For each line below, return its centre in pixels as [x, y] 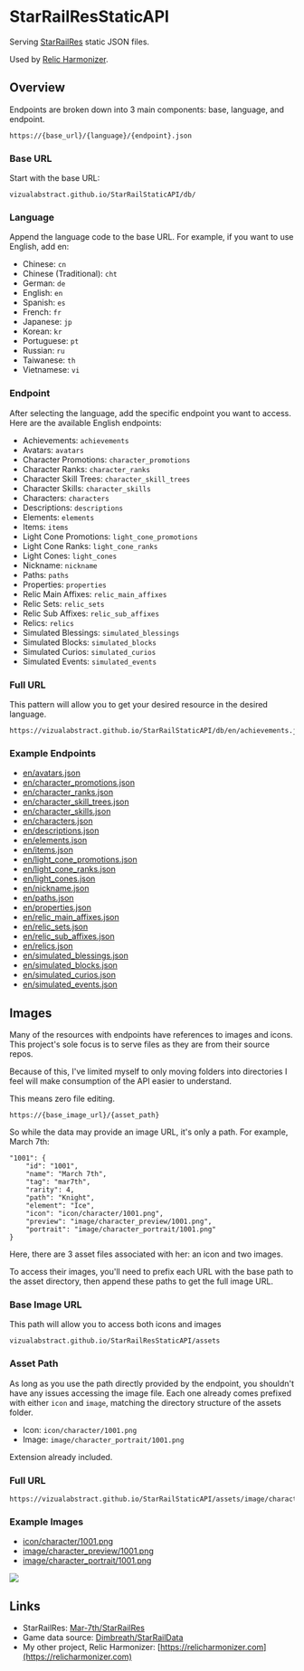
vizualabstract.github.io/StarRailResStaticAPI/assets [115, 1341]
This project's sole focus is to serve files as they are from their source [139, 1044]
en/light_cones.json [59, 878]
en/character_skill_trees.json [76, 802]
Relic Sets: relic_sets [64, 603]
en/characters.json [57, 821]
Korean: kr [42, 331]
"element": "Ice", [60, 1206]
